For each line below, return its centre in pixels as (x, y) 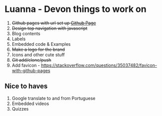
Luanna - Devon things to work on (76, 9)
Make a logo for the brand (38, 49)
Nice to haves (26, 86)
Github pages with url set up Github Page (54, 23)
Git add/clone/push (31, 60)
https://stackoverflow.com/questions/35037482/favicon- (99, 65)
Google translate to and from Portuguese (54, 98)
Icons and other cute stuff (38, 55)
